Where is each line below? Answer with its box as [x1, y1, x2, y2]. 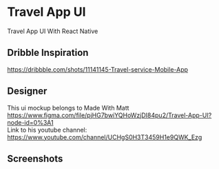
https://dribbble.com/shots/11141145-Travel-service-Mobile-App [7, 65, 188, 73]
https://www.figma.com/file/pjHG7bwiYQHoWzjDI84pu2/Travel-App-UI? [7, 111, 212, 119]
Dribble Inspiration [7, 47, 89, 59]
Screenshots [7, 152, 63, 164]
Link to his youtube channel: [7, 126, 87, 134]
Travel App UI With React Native [7, 27, 98, 35]
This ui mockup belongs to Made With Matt [7, 103, 129, 112]
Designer [7, 86, 48, 97]
